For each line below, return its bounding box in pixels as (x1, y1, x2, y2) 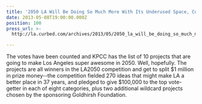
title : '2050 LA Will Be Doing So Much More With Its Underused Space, (6, 8, 189, 15)
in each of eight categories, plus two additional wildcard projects (22, 85, 183, 92)
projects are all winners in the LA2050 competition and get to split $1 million (6, 66, 194, 73)
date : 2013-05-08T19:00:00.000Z (6, 14, 87, 20)
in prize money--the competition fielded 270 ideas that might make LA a (6, 72, 185, 79)
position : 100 (6, 20, 42, 26)
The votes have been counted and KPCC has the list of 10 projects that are (6, 53, 191, 60)
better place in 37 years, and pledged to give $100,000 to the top (6, 79, 167, 86)
